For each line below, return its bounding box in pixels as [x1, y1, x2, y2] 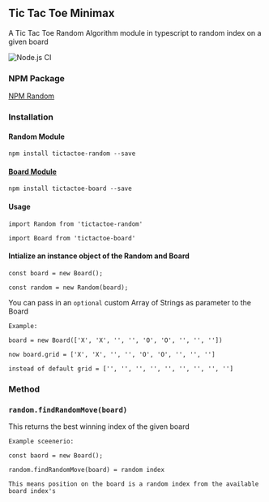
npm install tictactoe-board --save [8, 184, 132, 193]
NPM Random [8, 91, 55, 101]
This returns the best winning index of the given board [8, 422, 190, 431]
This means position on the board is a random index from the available [8, 480, 259, 488]
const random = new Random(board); [8, 283, 129, 292]
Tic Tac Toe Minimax [8, 6, 115, 20]
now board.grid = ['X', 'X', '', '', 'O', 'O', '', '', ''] [8, 350, 216, 358]
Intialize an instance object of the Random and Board [8, 251, 190, 261]
